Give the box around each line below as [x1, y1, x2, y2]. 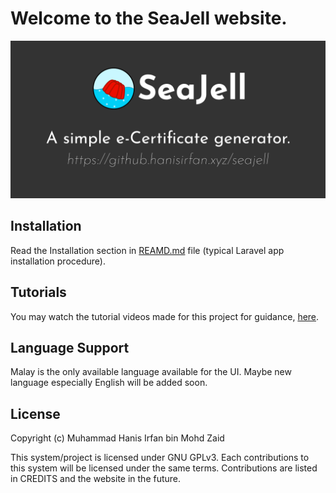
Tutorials [10, 284, 67, 301]
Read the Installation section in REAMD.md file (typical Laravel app [10, 244, 285, 256]
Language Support [10, 339, 130, 356]
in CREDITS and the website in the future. [10, 473, 182, 485]
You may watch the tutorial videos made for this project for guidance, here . [10, 310, 320, 322]
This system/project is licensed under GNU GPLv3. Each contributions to [10, 452, 310, 464]
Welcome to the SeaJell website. [10, 7, 288, 30]
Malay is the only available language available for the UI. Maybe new [10, 366, 292, 378]
